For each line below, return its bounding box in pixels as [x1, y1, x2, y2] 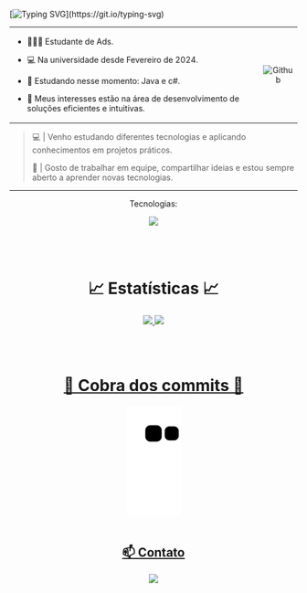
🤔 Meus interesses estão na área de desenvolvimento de [26, 92, 240, 104]
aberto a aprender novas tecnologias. [31, 172, 174, 183]
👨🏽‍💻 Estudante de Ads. [26, 36, 114, 47]
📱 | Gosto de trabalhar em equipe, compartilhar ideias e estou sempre [31, 163, 295, 174]
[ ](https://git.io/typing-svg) [9, 9, 164, 19]
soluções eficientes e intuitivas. [26, 102, 145, 113]
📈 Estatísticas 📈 [88, 279, 219, 299]
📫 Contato [122, 545, 185, 560]
